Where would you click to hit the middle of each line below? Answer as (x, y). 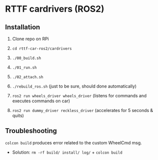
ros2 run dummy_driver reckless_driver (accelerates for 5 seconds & (83, 110)
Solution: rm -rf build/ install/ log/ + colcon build (67, 152)
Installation (23, 27)
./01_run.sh (24, 68)
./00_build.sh (26, 58)
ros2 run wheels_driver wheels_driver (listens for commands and (79, 96)
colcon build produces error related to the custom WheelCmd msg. (74, 142)
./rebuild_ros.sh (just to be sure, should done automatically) (74, 86)
